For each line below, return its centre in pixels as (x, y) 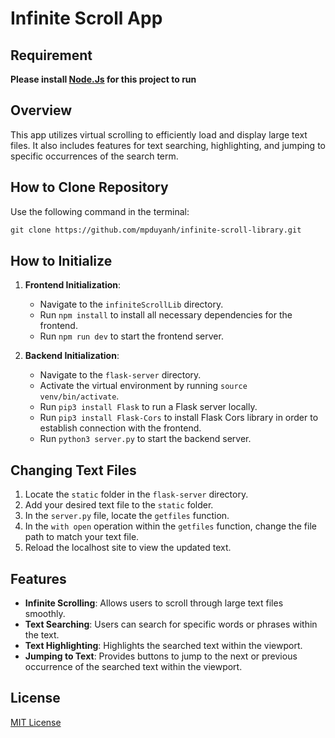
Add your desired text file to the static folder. (119, 505)
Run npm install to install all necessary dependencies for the (166, 315)
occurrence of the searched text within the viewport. (133, 666)
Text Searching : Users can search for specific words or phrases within (171, 624)
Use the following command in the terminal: (100, 211)
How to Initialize (61, 260)
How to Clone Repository (89, 187)
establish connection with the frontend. (120, 428)
